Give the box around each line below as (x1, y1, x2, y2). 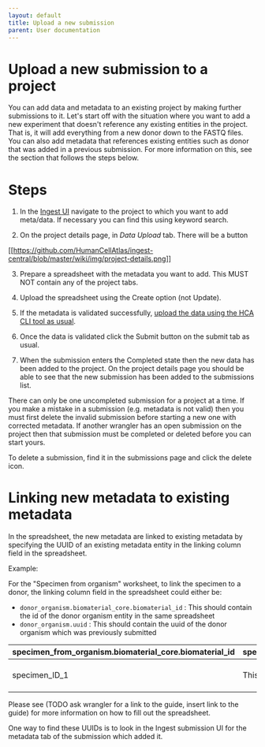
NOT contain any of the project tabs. (19, 277, 139, 288)
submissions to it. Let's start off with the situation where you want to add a (8, 111, 251, 121)
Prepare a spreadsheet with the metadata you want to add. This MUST (19, 269, 249, 279)
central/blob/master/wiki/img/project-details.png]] (8, 254, 172, 264)
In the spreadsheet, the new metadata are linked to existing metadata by (8, 532, 243, 541)
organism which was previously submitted (19, 628, 157, 637)
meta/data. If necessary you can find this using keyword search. (19, 215, 229, 225)
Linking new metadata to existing (8, 489, 230, 507)
